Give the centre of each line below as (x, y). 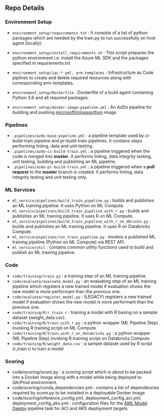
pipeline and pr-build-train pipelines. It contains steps (88, 140)
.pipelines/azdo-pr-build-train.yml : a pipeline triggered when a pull (83, 166)
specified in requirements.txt (41, 63)
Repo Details (25, 8)
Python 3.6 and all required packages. (50, 97)
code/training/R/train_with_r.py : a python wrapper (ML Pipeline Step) (85, 323)
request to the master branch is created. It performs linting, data (78, 172)
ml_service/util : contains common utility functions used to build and (83, 247)
